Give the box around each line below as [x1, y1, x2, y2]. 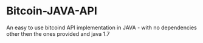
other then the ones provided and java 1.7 [6, 30, 110, 37]
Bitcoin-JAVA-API [6, 4, 97, 18]
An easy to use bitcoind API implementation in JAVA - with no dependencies [6, 24, 198, 31]
